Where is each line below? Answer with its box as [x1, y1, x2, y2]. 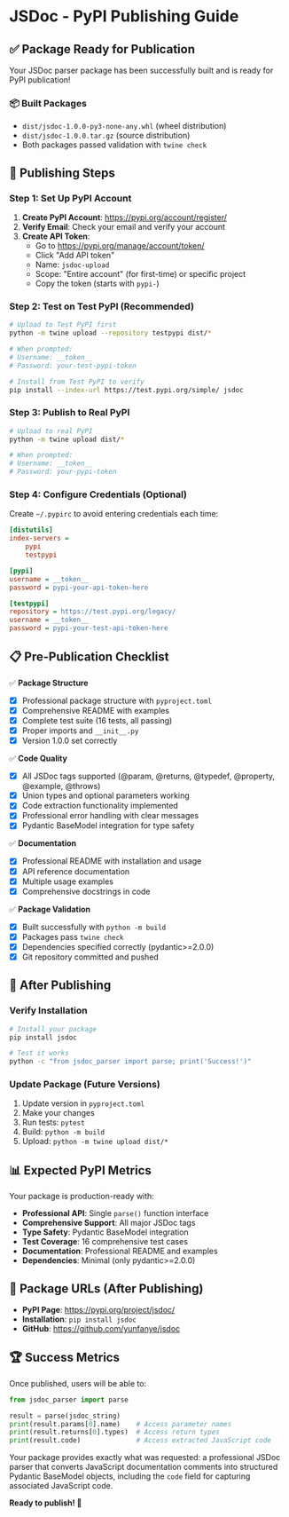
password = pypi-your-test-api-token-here [9, 624, 168, 633]
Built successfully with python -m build [21, 921, 167, 932]
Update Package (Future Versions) [9, 1078, 161, 1091]
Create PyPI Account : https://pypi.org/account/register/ [21, 211, 228, 223]
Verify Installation [9, 1005, 88, 1017]
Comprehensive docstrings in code [21, 886, 151, 897]
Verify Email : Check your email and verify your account [21, 221, 226, 232]
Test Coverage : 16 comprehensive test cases [21, 1237, 189, 1247]
